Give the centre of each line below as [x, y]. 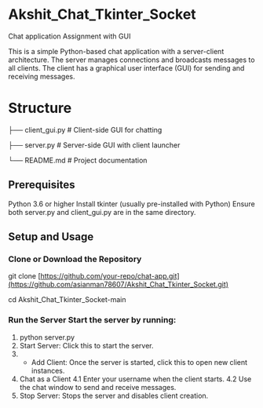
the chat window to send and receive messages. [98, 387]
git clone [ [24, 276]
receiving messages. [42, 76]
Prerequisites [42, 185]
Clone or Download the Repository [75, 259]
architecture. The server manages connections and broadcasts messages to [131, 60]
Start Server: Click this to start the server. [86, 345]
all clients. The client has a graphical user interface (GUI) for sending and [126, 67]
